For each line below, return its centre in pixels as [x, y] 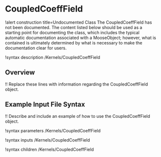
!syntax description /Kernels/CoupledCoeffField [53, 57]
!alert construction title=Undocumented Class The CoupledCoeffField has [79, 22]
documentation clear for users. [36, 48]
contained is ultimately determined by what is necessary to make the [74, 43]
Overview [20, 73]
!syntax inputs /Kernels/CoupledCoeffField [48, 140]
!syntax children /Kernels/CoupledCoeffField [49, 149]
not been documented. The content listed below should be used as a [74, 27]
